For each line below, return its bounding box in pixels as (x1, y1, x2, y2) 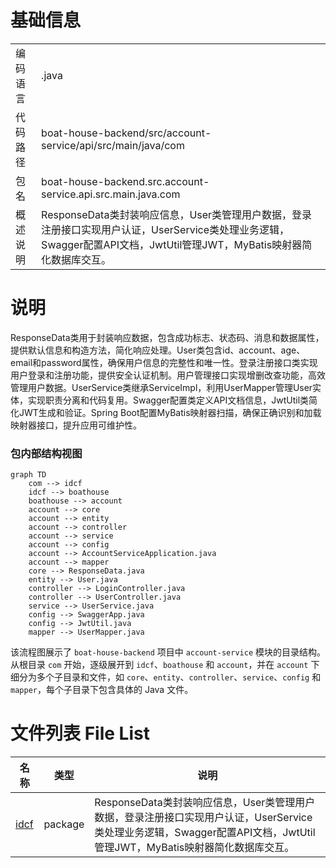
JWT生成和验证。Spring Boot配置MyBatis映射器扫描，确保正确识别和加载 (18, 406, 322, 418)
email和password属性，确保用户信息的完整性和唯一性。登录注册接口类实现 (10, 356, 318, 368)
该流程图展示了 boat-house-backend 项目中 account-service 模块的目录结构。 (10, 646, 326, 658)
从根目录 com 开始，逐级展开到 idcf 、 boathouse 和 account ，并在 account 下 (10, 659, 320, 671)
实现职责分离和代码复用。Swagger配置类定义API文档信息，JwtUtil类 (27, 394, 310, 406)
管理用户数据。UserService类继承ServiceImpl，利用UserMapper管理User (10, 381, 313, 393)
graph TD (10, 470, 47, 480)
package (43, 817, 85, 831)
